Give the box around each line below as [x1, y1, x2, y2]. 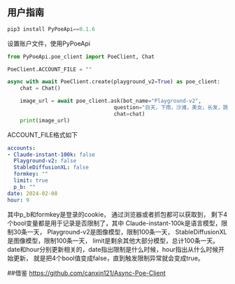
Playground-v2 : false [13, 157, 77, 164]
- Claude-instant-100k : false [7, 151, 96, 158]
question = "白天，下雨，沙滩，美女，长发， [113, 104, 224, 111]
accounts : [7, 144, 36, 152]
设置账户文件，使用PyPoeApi [7, 39, 91, 48]
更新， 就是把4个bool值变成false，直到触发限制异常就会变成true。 [13, 254, 204, 262]
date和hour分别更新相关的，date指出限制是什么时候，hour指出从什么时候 [7, 245, 219, 253]
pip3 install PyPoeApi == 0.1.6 [7, 25, 96, 33]
